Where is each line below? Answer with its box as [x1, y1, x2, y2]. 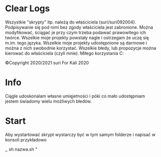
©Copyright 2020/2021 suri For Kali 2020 [5, 60, 89, 66]
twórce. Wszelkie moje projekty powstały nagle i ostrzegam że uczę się [5, 35, 149, 41]
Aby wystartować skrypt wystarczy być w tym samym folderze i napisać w [5, 132, 156, 137]
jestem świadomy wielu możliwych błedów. [5, 98, 92, 104]
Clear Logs [5, 3, 50, 14]
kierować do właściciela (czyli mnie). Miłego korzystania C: [5, 50, 124, 56]
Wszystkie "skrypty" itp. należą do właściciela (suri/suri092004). [5, 19, 136, 25]
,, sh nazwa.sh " [5, 146, 38, 152]
